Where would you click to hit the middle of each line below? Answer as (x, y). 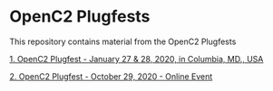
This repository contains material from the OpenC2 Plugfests (123, 41)
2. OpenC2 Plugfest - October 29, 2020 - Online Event (111, 76)
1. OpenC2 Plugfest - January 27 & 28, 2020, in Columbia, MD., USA (136, 59)
